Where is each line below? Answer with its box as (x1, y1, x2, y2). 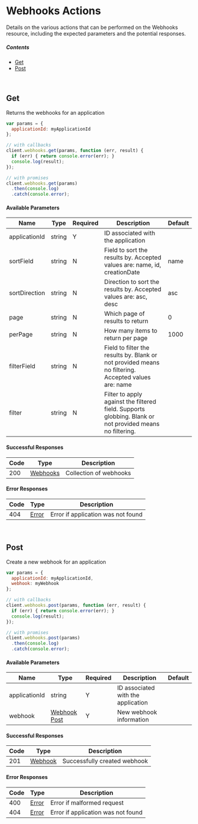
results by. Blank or (104, 351, 157, 359)
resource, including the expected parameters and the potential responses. (6, 30, 186, 37)
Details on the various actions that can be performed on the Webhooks (6, 24, 179, 31)
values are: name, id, (104, 261, 161, 269)
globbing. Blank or (104, 412, 155, 421)
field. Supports (104, 405, 146, 413)
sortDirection (9, 289, 45, 297)
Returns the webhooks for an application (6, 109, 105, 116)
